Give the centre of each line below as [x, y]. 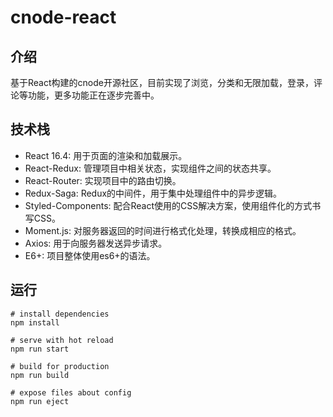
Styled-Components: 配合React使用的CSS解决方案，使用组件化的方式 [168, 205]
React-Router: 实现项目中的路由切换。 [103, 180]
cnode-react [63, 17]
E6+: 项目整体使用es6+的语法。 [90, 255]
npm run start [40, 349]
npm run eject [40, 401]
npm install [35, 322]
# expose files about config [71, 392]
